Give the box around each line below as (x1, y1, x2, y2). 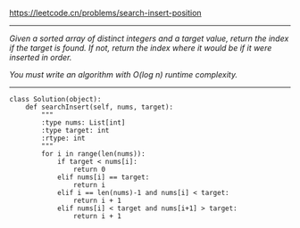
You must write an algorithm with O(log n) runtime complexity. (9, 69, 238, 79)
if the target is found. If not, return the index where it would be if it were (9, 43, 272, 53)
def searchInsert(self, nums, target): (25, 102, 174, 111)
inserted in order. (9, 53, 72, 62)
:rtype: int (41, 134, 87, 142)
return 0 (72, 165, 105, 174)
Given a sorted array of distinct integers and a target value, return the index (9, 33, 289, 44)
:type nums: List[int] (41, 118, 126, 127)
